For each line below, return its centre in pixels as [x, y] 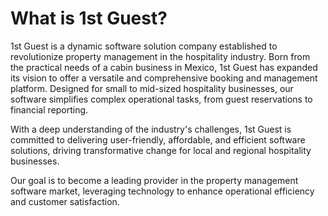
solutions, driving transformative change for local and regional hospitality [161, 150]
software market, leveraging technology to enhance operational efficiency [162, 191]
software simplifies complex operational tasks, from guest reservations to [161, 99]
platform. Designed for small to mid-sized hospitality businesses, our [152, 88]
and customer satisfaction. [65, 201]
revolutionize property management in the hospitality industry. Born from [160, 56]
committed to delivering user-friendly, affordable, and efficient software [158, 139]
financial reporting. [49, 109]
